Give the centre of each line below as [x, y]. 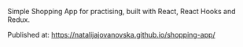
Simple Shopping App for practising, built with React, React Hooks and [121, 11]
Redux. [19, 20]
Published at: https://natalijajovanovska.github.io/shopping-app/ [111, 35]
